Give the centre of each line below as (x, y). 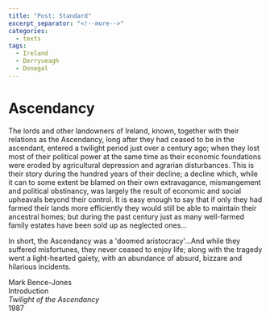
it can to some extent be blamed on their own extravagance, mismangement (135, 182)
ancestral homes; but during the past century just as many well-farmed (126, 216)
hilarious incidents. (39, 267)
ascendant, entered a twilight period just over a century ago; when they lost (134, 148)
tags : (17, 46)
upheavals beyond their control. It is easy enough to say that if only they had (135, 199)
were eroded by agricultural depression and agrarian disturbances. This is (131, 165)
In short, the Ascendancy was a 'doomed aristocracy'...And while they (124, 241)
